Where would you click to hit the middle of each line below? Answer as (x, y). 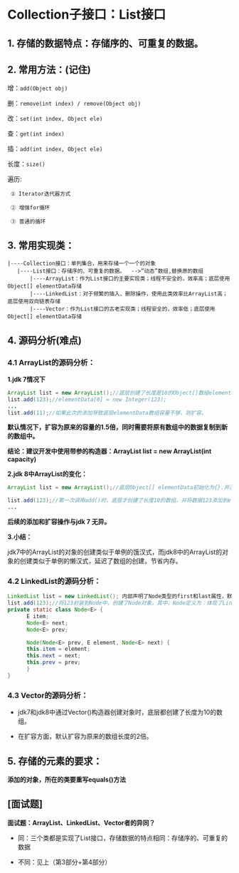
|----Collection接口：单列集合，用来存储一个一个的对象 (82, 264)
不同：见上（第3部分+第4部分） (64, 862)
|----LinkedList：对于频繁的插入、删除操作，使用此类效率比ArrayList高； (129, 294)
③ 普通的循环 (28, 222)
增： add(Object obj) (38, 88)
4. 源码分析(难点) (44, 340)
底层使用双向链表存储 (34, 302)
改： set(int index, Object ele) (55, 118)
